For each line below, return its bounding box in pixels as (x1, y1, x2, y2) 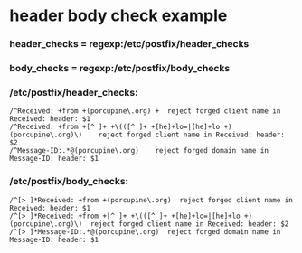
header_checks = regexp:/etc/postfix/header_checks (9, 38, 250, 51)
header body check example (9, 5, 228, 26)
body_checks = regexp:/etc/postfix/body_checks (9, 62, 231, 75)
